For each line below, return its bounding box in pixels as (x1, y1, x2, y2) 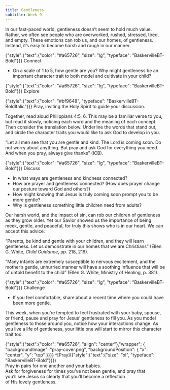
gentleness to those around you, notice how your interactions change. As (5, 320, 158, 327)
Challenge (23, 284, 45, 290)
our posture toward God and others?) (12, 186, 90, 192)
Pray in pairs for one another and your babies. (5, 363, 101, 369)
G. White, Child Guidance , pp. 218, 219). (5, 248, 89, 254)
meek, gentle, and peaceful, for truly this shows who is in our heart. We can (5, 222, 163, 229)
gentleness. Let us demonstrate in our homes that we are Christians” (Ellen (5, 243, 162, 249)
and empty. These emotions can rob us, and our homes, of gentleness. (5, 37, 154, 43)
